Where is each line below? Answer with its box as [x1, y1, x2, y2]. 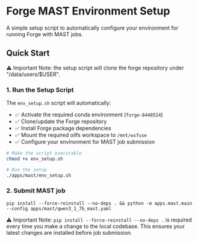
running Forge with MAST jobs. [6, 30, 83, 37]
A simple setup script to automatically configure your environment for [6, 24, 179, 31]
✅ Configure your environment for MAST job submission [14, 138, 155, 145]
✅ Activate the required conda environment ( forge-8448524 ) [14, 111, 164, 118]
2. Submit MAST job [6, 186, 66, 195]
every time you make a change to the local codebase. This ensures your [6, 222, 185, 230]
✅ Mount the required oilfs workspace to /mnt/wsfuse [14, 132, 147, 139]
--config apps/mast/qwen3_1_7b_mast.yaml [6, 205, 112, 212]
